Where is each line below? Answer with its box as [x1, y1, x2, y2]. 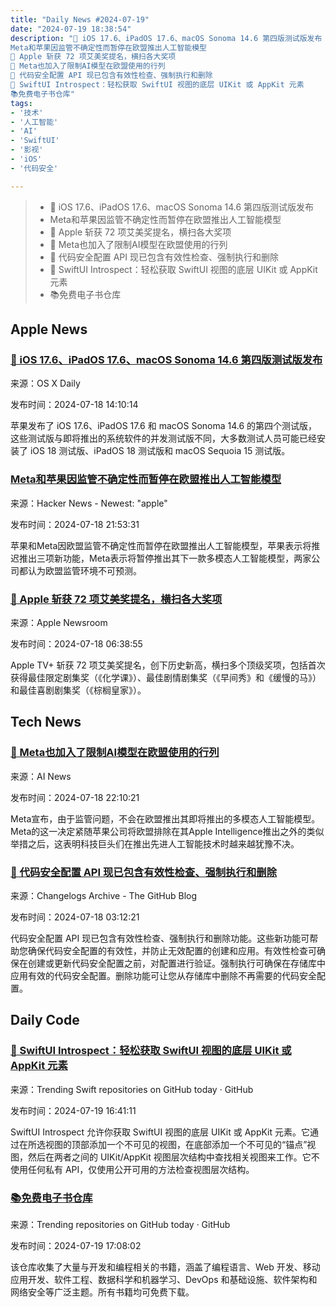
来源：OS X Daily [10, 377, 81, 390]
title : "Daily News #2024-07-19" [10, 14, 150, 25]
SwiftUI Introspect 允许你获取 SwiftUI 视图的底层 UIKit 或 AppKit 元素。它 [10, 1126, 311, 1138]
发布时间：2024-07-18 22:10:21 [10, 791, 140, 803]
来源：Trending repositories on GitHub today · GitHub [10, 1218, 231, 1230]
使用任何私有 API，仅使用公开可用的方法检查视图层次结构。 [10, 1163, 255, 1175]
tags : [10, 98, 33, 108]
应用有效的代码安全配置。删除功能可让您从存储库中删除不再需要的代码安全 [10, 969, 317, 981]
